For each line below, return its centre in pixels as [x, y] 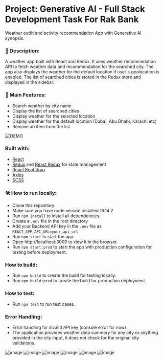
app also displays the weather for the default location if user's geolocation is [82, 72]
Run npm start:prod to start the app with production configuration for [82, 247]
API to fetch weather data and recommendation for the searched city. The [80, 67]
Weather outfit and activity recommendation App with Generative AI [73, 33]
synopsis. [15, 38]
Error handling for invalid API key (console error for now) [69, 327]
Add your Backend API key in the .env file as [57, 226]
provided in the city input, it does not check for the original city [76, 338]
